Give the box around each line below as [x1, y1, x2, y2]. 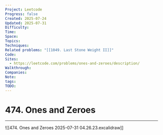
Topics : [5, 39, 21, 44]
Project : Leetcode [5, 7, 42, 12]
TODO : [5, 83, 16, 89]
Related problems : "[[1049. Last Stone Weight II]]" [5, 47, 114, 52]
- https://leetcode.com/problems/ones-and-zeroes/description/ [9, 61, 140, 66]
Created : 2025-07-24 [5, 16, 47, 21]
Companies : [5, 70, 27, 75]
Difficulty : [5, 25, 29, 30]
